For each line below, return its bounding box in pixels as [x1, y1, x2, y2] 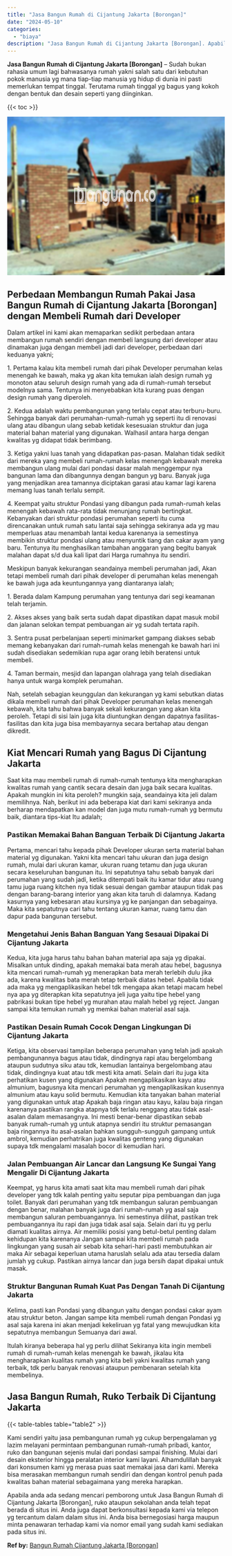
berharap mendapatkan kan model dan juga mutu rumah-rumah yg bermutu [7, 805, 223, 814]
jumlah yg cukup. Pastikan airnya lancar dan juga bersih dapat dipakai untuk [7, 1257, 224, 1265]
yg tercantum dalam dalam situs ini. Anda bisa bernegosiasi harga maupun [7, 1512, 220, 1521]
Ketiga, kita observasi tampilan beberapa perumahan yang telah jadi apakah [7, 1047, 223, 1055]
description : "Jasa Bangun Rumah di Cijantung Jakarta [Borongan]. [7, 40, 206, 48]
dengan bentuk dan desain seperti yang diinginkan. [7, 90, 153, 98]
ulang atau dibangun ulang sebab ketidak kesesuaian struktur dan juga [7, 422, 209, 430]
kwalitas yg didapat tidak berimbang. [7, 436, 113, 444]
